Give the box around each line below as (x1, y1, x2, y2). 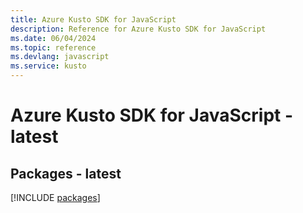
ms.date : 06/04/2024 (10, 33, 97, 43)
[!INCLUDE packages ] (10, 192, 101, 203)
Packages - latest (10, 165, 122, 182)
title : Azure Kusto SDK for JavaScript (10, 14, 177, 25)
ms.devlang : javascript (10, 52, 110, 62)
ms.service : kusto (10, 61, 87, 71)
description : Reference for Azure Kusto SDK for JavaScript (10, 24, 267, 34)
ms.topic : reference (10, 42, 97, 53)
